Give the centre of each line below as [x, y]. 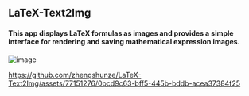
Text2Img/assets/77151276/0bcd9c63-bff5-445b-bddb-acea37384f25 [124, 83]
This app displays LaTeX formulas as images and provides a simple [121, 33]
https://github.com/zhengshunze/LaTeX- [75, 75]
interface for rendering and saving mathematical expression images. [124, 41]
